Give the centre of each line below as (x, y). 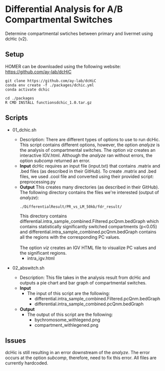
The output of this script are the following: (70, 314)
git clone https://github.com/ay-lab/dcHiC (51, 81)
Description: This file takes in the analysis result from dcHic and (85, 278)
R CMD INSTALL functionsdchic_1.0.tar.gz (49, 102)
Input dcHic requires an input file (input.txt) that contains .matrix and (90, 166)
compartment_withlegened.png (66, 325)
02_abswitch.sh (28, 268)
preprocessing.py (38, 182)
